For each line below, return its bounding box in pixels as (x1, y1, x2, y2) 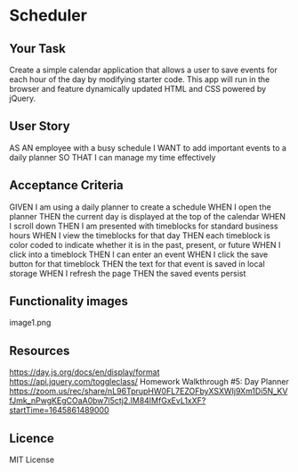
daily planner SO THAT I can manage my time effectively (9, 152, 216, 162)
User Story (9, 119, 70, 134)
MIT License (9, 454, 55, 465)
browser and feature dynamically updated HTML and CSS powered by (9, 84, 267, 94)
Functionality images (9, 294, 129, 309)
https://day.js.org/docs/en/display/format (9, 367, 160, 377)
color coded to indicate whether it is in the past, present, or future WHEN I (9, 239, 281, 250)
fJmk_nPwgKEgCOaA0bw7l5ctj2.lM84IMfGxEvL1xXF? (9, 395, 206, 406)
